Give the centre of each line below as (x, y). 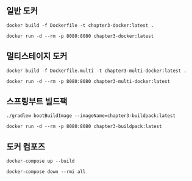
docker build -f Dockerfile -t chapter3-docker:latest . (80, 25)
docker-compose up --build (41, 161)
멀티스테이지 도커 (37, 56)
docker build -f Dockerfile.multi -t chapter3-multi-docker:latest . (97, 71)
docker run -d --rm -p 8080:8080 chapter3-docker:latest (80, 36)
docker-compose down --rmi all (46, 172)
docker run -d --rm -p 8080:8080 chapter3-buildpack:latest (84, 127)
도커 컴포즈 (26, 147)
